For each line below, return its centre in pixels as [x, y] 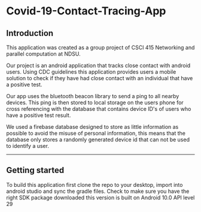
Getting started [35, 170]
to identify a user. [28, 146]
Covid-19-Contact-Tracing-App [86, 11]
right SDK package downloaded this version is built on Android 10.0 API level [100, 197]
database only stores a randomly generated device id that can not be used [98, 140]
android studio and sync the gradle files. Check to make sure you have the [98, 191]
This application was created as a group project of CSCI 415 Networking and [100, 47]
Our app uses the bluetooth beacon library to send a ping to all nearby [93, 96]
